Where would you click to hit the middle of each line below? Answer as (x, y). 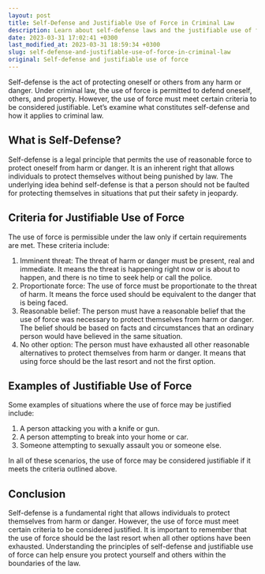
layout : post (30, 15)
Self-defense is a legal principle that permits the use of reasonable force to (130, 159)
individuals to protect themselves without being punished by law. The (121, 176)
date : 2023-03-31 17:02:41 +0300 (63, 38)
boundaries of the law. (45, 563)
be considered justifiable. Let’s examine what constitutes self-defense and (129, 107)
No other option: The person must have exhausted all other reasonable (134, 344)
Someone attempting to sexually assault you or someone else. (121, 445)
